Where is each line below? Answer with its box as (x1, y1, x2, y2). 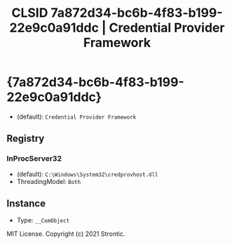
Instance (6, 198, 46, 210)
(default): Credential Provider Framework (16, 112, 137, 121)
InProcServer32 (6, 154, 62, 164)
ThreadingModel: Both (16, 177, 81, 185)
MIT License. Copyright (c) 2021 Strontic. (6, 230, 125, 238)
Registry (6, 133, 45, 145)
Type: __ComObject (16, 216, 70, 225)
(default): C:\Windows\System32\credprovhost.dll (16, 170, 158, 178)
